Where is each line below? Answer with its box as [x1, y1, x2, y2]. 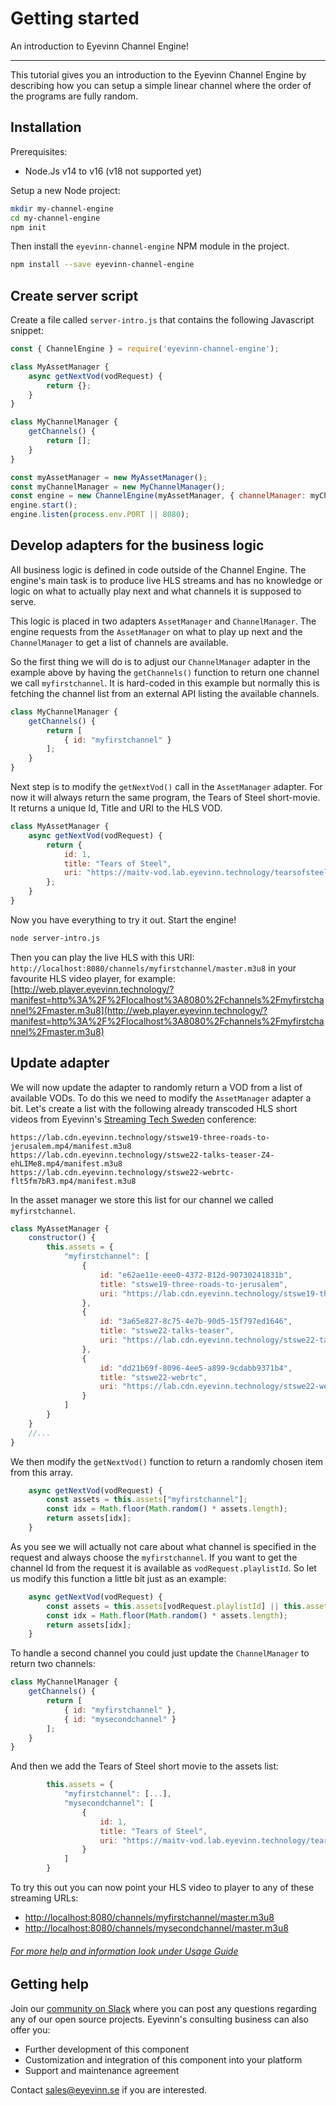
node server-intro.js [10, 933, 101, 943]
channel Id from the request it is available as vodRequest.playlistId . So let [10, 1562, 317, 1574]
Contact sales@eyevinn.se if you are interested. [10, 2083, 208, 2096]
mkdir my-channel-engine [10, 203, 114, 214]
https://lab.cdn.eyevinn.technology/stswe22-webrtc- [10, 1167, 235, 1177]
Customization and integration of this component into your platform [24, 2053, 303, 2066]
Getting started [10, 7, 140, 30]
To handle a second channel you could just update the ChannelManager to [10, 1647, 310, 1659]
